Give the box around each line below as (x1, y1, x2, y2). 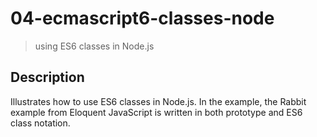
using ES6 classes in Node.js (34, 40, 155, 52)
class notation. (10, 117, 71, 129)
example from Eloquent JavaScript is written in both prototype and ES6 (10, 106, 303, 118)
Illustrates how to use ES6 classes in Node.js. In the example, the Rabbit (10, 95, 307, 107)
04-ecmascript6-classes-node (10, 7, 275, 30)
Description (10, 69, 85, 86)
